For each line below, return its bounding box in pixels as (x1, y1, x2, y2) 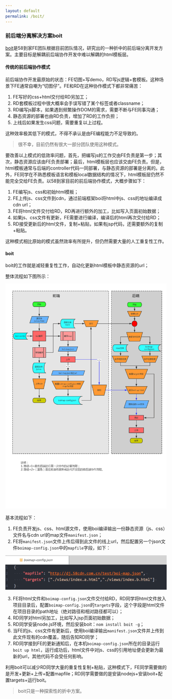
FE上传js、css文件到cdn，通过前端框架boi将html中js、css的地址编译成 (12, 195, 162, 201)
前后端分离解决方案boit (5, 32, 63, 40)
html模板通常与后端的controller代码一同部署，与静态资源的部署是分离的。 (5, 165, 160, 171)
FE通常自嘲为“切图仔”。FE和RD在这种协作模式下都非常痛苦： (14, 83, 143, 89)
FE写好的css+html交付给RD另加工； (12, 94, 89, 100)
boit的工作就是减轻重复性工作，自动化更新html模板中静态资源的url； (5, 262, 149, 269)
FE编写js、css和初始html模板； (12, 189, 79, 195)
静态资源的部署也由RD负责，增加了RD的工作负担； (12, 113, 120, 119)
